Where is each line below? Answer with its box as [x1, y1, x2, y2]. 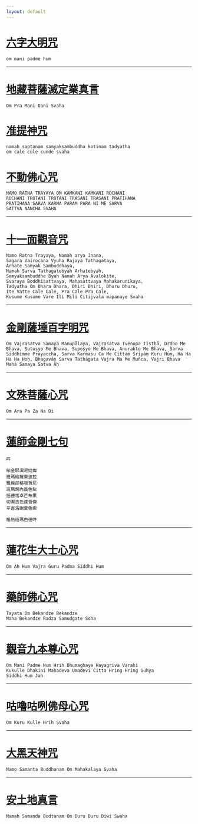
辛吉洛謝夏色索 [6, 505, 37, 511]
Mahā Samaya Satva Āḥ [6, 361, 60, 368]
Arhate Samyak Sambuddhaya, [6, 263, 75, 269]
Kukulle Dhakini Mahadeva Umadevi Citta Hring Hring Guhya [6, 668, 154, 673]
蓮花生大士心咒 [6, 544, 79, 557]
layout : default [6, 8, 46, 15]
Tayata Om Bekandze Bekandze [6, 610, 78, 616]
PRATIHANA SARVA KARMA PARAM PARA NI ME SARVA [6, 201, 123, 207]
